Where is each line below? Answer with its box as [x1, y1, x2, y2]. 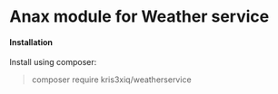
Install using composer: [9, 57, 97, 68]
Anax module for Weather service [9, 6, 270, 27]
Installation [9, 36, 53, 47]
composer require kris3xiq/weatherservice [31, 74, 193, 85]
